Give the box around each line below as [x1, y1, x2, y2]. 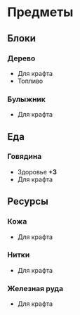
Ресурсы [7, 195, 49, 207]
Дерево [7, 53, 36, 63]
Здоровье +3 [17, 167, 58, 176]
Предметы [7, 4, 74, 20]
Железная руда [7, 283, 64, 293]
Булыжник [7, 94, 46, 104]
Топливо [17, 77, 44, 85]
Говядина [7, 152, 42, 162]
